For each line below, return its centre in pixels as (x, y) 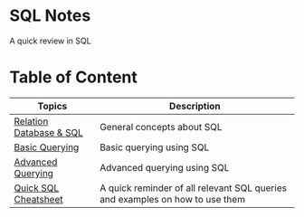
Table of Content (74, 77)
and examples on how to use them (172, 199)
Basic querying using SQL (154, 147)
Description (195, 106)
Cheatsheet (38, 199)
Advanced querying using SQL (164, 167)
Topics (52, 106)
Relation (31, 121)
